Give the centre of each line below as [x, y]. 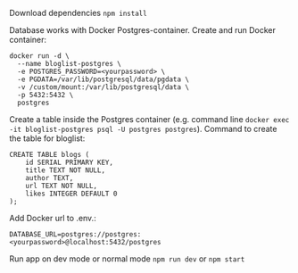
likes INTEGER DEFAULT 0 [71, 194]
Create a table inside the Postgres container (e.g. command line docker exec [149, 119]
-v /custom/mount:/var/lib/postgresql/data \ [103, 87]
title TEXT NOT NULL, [65, 170]
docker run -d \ [39, 56]
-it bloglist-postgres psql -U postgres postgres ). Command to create [143, 129]
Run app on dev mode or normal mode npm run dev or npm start [127, 259]
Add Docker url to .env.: [53, 218]
